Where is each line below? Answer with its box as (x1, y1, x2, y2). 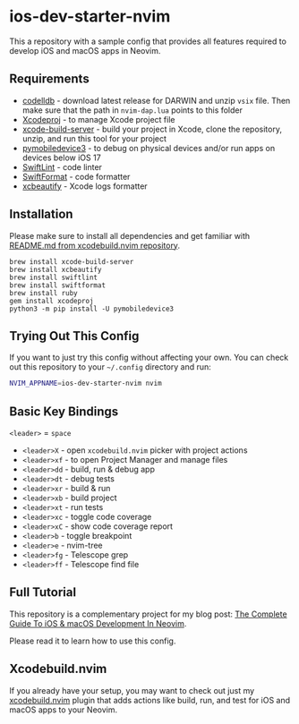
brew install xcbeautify (9, 265, 102, 274)
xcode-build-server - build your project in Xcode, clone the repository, (21, 124, 282, 134)
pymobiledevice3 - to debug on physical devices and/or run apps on (21, 142, 276, 153)
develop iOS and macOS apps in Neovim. (9, 45, 161, 55)
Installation (9, 207, 73, 222)
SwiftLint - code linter (21, 161, 103, 172)
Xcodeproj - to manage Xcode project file (21, 114, 175, 124)
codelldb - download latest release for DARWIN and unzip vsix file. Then (21, 95, 291, 106)
